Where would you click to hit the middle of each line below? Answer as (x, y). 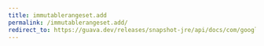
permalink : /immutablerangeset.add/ (68, 23)
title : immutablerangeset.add (58, 15)
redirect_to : (29, 30)
